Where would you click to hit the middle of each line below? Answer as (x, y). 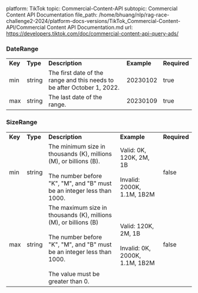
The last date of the (75, 97)
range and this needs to (81, 80)
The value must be (74, 274)
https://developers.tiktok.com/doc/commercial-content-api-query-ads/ (92, 34)
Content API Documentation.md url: (90, 27)
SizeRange (22, 122)
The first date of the (76, 73)
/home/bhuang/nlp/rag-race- (134, 15)
